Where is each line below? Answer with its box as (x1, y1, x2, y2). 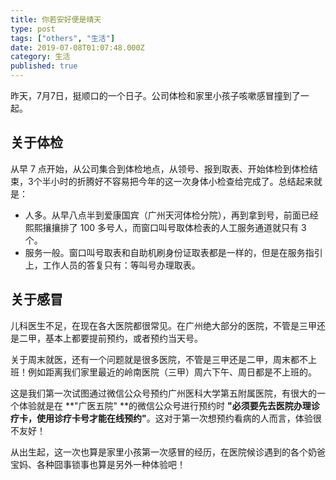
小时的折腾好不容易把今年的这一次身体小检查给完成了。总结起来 (50, 175, 314, 187)
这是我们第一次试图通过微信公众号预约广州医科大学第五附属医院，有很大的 (10, 387, 317, 399)
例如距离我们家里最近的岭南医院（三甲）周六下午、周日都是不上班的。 (27, 366, 317, 378)
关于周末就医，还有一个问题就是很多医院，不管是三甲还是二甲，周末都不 (10, 353, 308, 365)
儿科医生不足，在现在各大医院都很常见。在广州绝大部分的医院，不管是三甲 (10, 319, 317, 331)
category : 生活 (10, 52, 71, 62)
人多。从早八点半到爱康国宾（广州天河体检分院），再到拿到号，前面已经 (24, 209, 319, 221)
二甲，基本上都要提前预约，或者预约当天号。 (18, 332, 203, 344)
